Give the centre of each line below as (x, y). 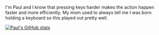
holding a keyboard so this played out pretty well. (56, 18)
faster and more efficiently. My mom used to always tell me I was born (78, 12)
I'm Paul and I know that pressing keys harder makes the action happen (80, 7)
